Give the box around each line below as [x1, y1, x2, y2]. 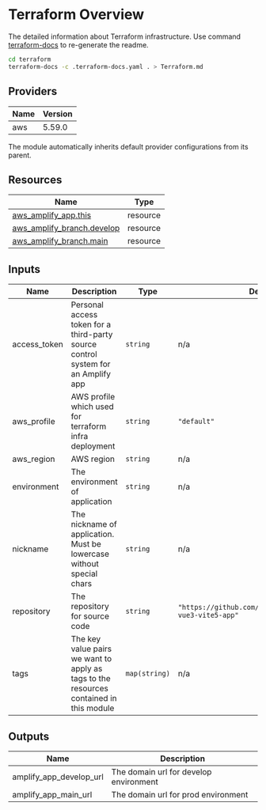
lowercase [70, 548, 109, 559]
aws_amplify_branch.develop [12, 223, 120, 234]
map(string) [125, 669, 170, 678]
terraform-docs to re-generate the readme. [8, 40, 149, 49]
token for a [70, 319, 112, 330]
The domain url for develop [111, 766, 212, 777]
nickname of [70, 519, 117, 530]
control [70, 349, 97, 360]
